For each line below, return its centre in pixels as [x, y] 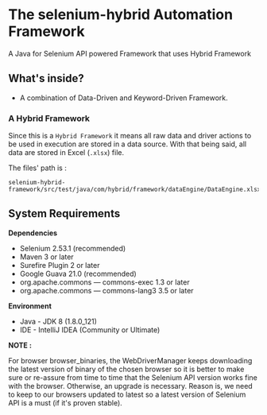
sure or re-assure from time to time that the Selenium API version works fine [133, 377]
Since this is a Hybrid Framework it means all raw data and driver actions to [130, 136]
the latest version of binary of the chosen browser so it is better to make [126, 369]
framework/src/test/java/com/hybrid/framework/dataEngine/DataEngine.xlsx [135, 190]
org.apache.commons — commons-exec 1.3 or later [104, 282]
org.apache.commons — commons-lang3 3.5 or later [106, 290]
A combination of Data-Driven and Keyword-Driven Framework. [124, 98]
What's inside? [46, 78]
